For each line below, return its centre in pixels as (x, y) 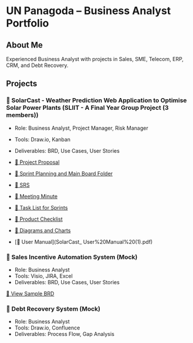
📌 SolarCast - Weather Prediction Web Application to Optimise (97, 100)
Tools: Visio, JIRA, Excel (44, 276)
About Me (24, 45)
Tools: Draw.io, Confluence (47, 328)
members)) (22, 115)
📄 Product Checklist (38, 219)
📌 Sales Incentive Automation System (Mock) (72, 257)
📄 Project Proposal (37, 162)
